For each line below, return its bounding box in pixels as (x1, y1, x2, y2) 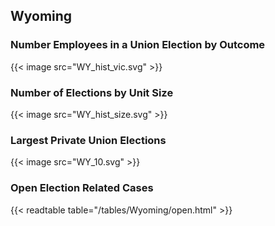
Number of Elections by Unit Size (10, 85, 174, 99)
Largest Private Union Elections (10, 133, 167, 147)
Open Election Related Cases (10, 181, 154, 195)
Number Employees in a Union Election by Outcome (10, 38, 266, 52)
